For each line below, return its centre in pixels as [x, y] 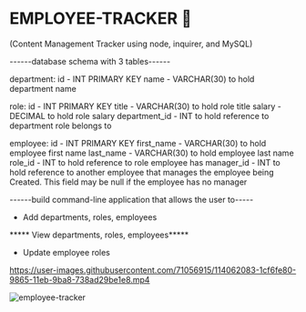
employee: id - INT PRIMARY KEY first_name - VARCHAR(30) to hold [138, 143]
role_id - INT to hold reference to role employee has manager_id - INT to [145, 162]
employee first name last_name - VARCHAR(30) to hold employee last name [152, 153]
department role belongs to [61, 126]
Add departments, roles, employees [90, 216]
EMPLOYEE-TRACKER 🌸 [101, 19]
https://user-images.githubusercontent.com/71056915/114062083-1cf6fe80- [153, 270]
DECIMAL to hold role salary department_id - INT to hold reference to [139, 116]
